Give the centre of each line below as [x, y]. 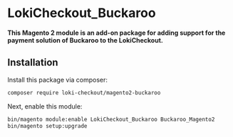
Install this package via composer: [58, 80]
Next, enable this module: [45, 106]
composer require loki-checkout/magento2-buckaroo [84, 93]
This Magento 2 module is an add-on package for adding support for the [116, 33]
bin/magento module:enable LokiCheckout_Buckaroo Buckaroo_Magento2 [111, 119]
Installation [33, 63]
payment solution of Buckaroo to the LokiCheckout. [86, 40]
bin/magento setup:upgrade [47, 126]
